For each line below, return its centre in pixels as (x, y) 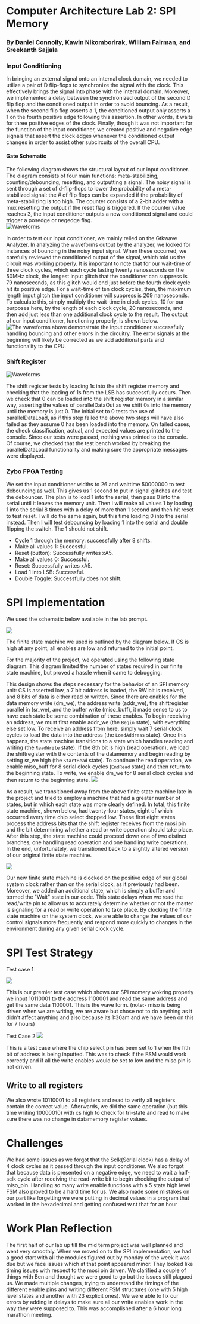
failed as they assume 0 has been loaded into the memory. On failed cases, (99, 424)
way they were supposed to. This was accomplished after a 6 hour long (94, 1308)
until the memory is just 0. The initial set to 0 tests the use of (80, 411)
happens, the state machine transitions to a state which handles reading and (100, 741)
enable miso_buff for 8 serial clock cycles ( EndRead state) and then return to (99, 767)
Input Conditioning (34, 66)
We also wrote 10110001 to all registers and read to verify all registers (91, 1100)
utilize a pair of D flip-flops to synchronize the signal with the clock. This (95, 85)
